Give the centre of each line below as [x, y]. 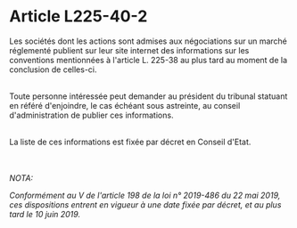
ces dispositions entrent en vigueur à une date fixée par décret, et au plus [145, 204]
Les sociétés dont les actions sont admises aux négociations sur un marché [148, 41]
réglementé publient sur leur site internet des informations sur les [129, 50]
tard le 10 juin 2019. [45, 214]
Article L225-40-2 [78, 16]
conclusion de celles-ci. [53, 69]
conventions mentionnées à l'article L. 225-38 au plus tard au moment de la [148, 60]
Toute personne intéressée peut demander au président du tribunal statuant [148, 96]
